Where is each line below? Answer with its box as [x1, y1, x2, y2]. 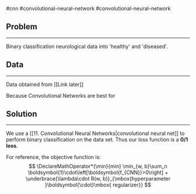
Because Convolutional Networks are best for [6, 92, 116, 99]
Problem [6, 22, 38, 32]
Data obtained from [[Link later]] [6, 81, 83, 88]
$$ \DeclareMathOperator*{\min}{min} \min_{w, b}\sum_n [29, 163, 167, 170]
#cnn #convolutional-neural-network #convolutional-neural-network [6, 5, 171, 12]
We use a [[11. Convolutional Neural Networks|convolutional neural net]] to [6, 130, 185, 137]
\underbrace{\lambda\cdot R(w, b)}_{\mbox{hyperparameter [25, 175, 171, 182]
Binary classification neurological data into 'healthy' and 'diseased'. [6, 43, 168, 50]
